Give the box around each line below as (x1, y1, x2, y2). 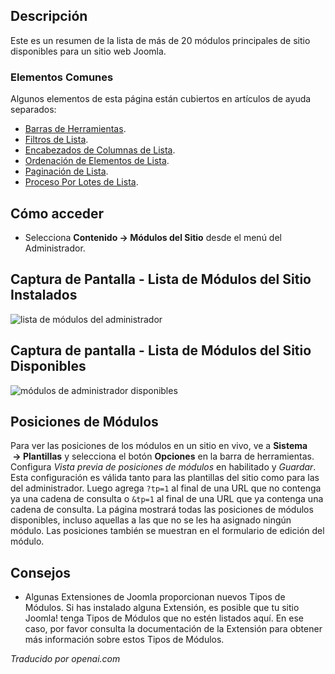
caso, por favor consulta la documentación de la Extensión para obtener (24, 623, 323, 635)
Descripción (10, 8, 88, 25)
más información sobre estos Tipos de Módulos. (24, 634, 225, 646)
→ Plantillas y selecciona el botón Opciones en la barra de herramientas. (12, 450, 315, 463)
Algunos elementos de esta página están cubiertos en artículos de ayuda (10, 93, 312, 105)
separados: (10, 104, 57, 116)
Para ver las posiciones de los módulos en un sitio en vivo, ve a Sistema (10, 440, 308, 452)
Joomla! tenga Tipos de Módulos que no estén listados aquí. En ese (24, 612, 305, 624)
